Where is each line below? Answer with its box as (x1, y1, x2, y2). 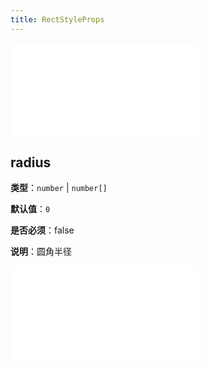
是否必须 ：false (10, 224, 75, 236)
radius (10, 154, 52, 171)
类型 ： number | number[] (10, 182, 108, 194)
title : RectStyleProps (10, 14, 105, 25)
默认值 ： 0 (10, 203, 51, 215)
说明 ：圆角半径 (10, 246, 72, 258)
